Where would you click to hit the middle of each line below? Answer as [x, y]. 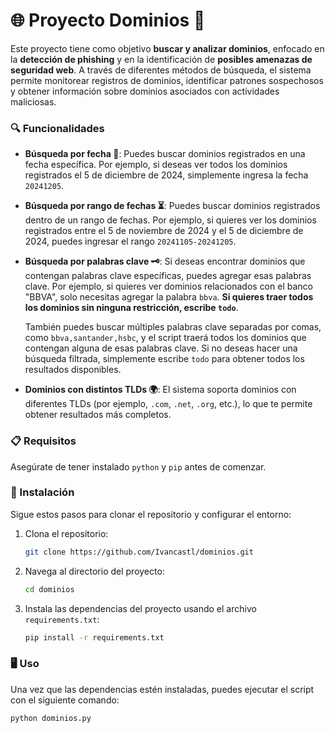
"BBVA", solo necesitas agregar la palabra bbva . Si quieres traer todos [169, 297]
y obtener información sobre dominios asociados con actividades [145, 91]
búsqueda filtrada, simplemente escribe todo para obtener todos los [164, 359]
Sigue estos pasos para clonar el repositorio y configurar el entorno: [151, 514]
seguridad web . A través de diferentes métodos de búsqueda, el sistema [161, 70]
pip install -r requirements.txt [94, 637]
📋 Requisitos [43, 441]
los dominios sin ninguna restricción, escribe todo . [131, 308]
